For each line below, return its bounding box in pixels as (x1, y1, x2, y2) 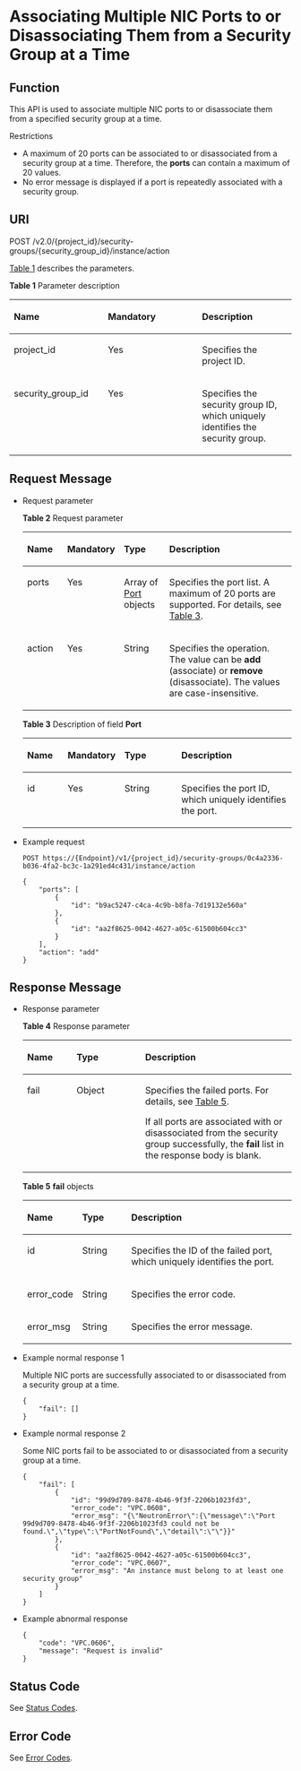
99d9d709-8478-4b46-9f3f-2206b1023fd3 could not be (21, 1519, 219, 1529)
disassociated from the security (144, 1127, 279, 1139)
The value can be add (168, 652, 262, 665)
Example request (21, 836, 85, 847)
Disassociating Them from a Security (9, 25, 292, 46)
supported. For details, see (168, 598, 282, 610)
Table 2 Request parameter (21, 513, 124, 523)
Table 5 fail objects (21, 1181, 94, 1192)
